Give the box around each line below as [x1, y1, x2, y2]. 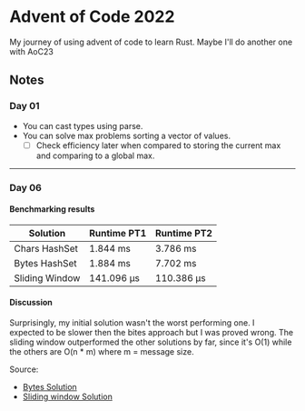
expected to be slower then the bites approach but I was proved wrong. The [9, 327, 293, 338]
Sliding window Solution [22, 391, 113, 402]
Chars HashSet [14, 242, 79, 255]
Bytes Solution [22, 382, 77, 393]
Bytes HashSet [14, 256, 77, 269]
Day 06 [9, 181, 43, 194]
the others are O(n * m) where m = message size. [9, 346, 194, 357]
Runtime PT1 [89, 226, 147, 239]
